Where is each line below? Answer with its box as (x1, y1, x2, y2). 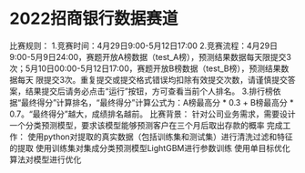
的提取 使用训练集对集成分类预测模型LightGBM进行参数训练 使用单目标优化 (9, 142, 290, 153)
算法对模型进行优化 (9, 154, 82, 165)
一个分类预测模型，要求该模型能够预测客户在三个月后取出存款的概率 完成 (9, 119, 283, 130)
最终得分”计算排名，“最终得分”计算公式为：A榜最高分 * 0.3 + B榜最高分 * (21, 97, 294, 107)
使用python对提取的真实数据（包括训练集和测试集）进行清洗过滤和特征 (26, 131, 293, 142)
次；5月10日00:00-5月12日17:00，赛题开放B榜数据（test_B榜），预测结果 (9, 63, 281, 74)
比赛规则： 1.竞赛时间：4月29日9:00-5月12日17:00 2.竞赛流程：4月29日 (9, 40, 278, 51)
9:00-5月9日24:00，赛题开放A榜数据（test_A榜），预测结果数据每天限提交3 (9, 51, 291, 62)
